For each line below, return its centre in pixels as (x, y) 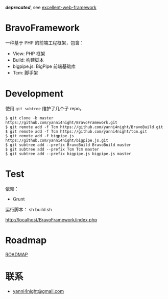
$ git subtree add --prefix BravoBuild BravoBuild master (68, 145)
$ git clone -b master (29, 118)
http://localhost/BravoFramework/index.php (51, 219)
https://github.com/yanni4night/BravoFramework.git (61, 122)
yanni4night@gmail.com (38, 291)
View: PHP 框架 (29, 54)
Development (34, 94)
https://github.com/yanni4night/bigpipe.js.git (57, 140)
